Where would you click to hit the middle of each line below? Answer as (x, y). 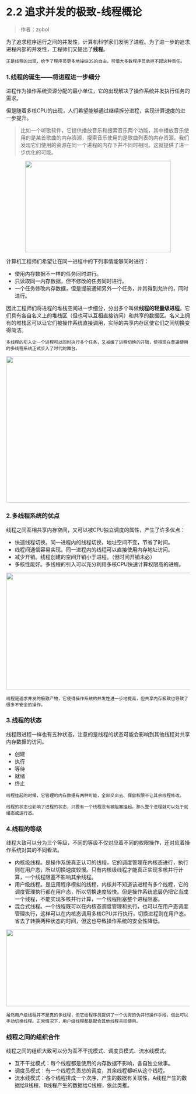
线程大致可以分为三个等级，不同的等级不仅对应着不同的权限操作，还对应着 (95, 843)
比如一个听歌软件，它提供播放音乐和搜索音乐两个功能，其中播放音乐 (102, 131)
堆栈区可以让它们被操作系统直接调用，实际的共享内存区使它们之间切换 (100, 323)
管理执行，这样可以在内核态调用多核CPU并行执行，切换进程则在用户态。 (102, 914)
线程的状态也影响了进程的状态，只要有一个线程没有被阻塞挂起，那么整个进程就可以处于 (95, 807)
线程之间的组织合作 (33, 1037)
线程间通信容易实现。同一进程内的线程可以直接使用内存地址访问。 (94, 549)
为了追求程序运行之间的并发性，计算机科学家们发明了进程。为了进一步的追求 (98, 42)
